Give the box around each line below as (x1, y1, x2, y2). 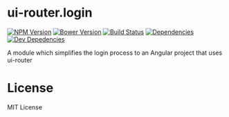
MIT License (7, 102, 43, 111)
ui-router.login (7, 5, 93, 21)
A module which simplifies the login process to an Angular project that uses (7, 48, 223, 57)
